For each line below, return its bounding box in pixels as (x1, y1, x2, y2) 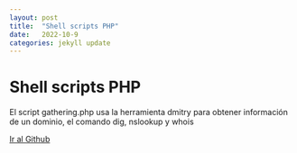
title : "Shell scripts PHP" (9, 22, 119, 31)
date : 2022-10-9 (9, 30, 79, 39)
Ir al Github (9, 134, 51, 145)
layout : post (9, 13, 59, 22)
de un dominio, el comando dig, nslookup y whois (9, 116, 194, 127)
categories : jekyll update (9, 38, 111, 48)
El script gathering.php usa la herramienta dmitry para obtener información (9, 107, 289, 118)
